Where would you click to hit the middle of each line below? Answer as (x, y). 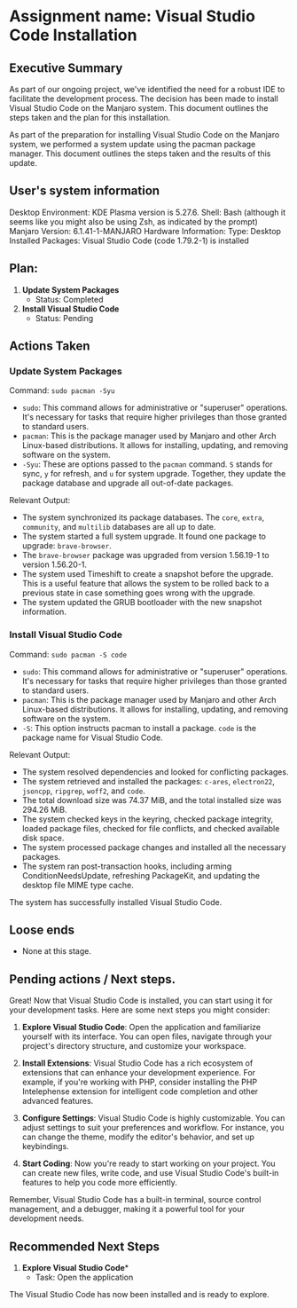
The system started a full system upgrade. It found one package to (144, 536)
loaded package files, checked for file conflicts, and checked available (151, 828)
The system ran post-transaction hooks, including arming (127, 866)
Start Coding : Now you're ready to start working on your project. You (149, 1163)
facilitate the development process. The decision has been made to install (144, 98)
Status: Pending (64, 318)
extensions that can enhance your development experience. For (138, 1073)
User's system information (85, 191)
